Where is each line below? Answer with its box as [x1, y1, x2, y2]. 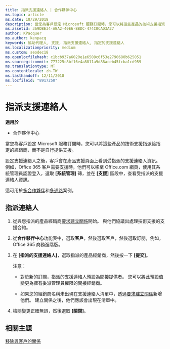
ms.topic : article [5, 12, 44, 17]
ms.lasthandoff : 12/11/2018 [5, 73, 65, 78]
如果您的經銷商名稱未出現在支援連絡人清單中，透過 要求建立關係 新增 [20, 290, 162, 296]
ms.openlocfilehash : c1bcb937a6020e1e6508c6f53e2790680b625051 [5, 54, 142, 60]
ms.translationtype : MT [5, 64, 56, 69]
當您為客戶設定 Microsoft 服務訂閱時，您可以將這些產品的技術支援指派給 [5, 140, 156, 147]
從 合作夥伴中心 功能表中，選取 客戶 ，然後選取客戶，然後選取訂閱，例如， [12, 235, 163, 241]
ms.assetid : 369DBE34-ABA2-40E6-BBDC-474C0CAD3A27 [5, 26, 114, 31]
